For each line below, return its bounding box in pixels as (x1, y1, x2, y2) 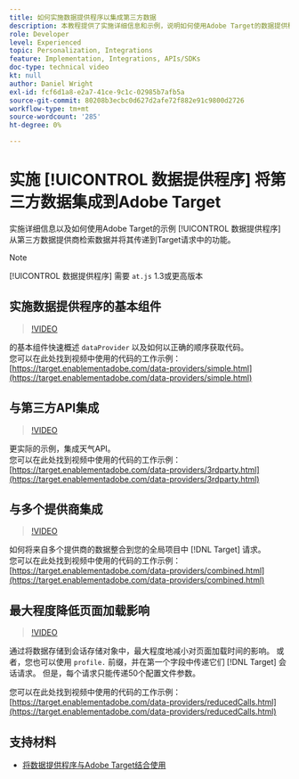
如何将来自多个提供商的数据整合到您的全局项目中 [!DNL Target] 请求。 (9, 545, 266, 555)
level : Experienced (9, 37, 82, 47)
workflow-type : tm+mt (9, 104, 90, 113)
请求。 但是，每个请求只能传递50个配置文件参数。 (16, 668, 201, 678)
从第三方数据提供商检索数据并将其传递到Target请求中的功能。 (9, 234, 236, 245)
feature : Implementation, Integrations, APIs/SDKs (9, 54, 201, 63)
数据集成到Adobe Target (40, 193, 222, 212)
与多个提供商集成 (9, 501, 103, 517)
